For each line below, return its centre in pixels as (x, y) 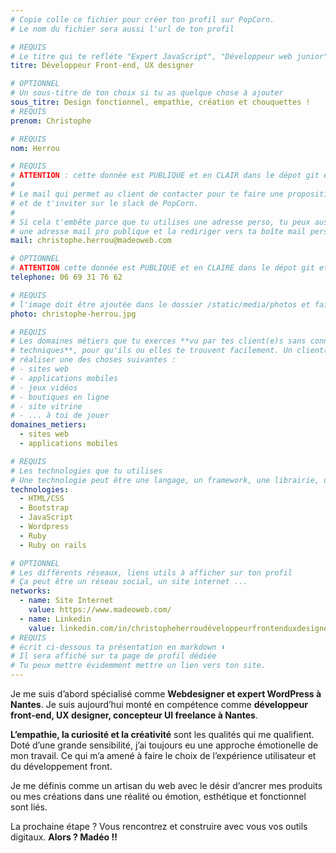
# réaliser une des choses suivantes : (93, 360)
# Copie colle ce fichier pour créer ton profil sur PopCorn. (142, 19)
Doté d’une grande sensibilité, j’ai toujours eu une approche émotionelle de (164, 745)
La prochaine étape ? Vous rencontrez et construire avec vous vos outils (159, 826)
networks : (31, 591)
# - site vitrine (46, 406)
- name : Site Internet (66, 601)
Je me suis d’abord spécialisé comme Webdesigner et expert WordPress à (166, 694)
